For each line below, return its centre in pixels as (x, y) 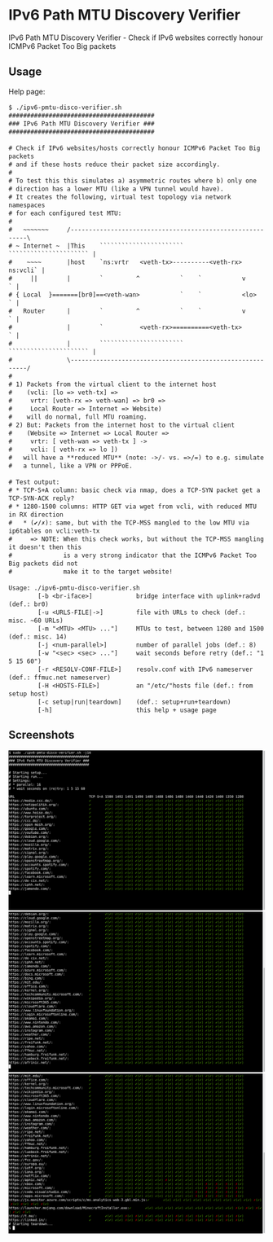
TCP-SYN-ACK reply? (42, 498)
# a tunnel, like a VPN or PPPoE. (70, 466)
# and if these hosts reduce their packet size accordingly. (114, 165)
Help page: (27, 91)
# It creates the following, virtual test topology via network (120, 197)
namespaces (27, 205)
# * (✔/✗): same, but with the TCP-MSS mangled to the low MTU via (129, 523)
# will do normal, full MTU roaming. (78, 417)
